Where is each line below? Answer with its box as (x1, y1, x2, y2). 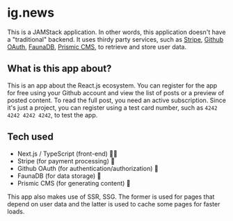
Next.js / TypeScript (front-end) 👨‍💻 (17, 149, 118, 158)
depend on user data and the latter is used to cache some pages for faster (7, 199, 220, 208)
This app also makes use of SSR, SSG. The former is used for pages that (7, 193, 215, 201)
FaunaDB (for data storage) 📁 (17, 172, 102, 180)
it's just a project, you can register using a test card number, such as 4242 (7, 103, 218, 112)
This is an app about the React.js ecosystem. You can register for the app (7, 81, 218, 90)
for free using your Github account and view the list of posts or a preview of (7, 88, 225, 97)
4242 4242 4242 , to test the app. (7, 110, 98, 119)
